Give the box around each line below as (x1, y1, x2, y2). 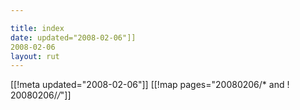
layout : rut (10, 51, 60, 61)
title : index (10, 23, 65, 33)
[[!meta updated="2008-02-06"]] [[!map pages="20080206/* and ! (10, 79, 290, 91)
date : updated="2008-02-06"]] (10, 32, 137, 43)
